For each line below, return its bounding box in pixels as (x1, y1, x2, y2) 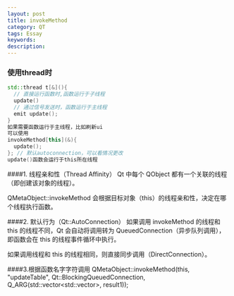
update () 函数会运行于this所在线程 (7, 156, 98, 163)
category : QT (7, 23, 46, 30)
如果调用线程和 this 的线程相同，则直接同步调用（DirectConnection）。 (7, 249, 211, 258)
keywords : (7, 37, 37, 44)
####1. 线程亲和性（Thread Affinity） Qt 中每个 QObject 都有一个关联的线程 (7, 170, 228, 178)
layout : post (7, 10, 46, 18)
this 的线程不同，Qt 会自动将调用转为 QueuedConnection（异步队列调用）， (7, 226, 226, 235)
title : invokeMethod (7, 17, 68, 24)
